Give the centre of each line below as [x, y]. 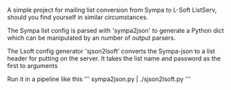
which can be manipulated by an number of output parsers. [91, 38]
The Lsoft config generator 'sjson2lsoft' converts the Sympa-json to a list [111, 51]
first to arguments [32, 66]
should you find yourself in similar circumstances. [78, 17]
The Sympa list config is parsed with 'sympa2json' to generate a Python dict [115, 31]
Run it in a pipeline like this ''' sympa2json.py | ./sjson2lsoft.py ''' [99, 79]
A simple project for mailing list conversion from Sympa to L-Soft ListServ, [112, 10]
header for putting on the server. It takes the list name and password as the [114, 58]
